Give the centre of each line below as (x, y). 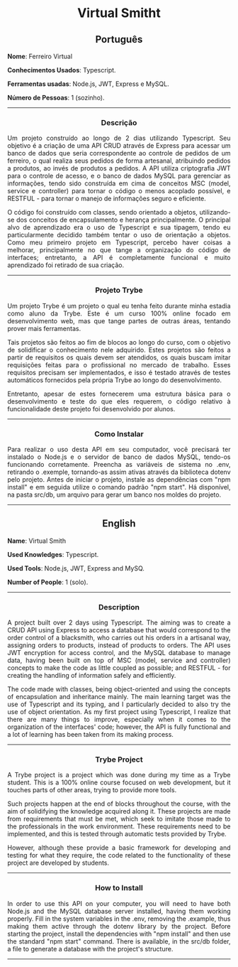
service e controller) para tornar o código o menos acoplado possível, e (119, 191)
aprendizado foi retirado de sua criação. (66, 265)
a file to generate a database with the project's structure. (90, 949)
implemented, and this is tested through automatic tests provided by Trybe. (117, 834)
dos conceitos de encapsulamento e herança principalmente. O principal (124, 220)
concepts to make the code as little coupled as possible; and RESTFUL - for (119, 668)
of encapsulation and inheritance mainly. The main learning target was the (119, 697)
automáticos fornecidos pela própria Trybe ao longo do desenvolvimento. (114, 380)
